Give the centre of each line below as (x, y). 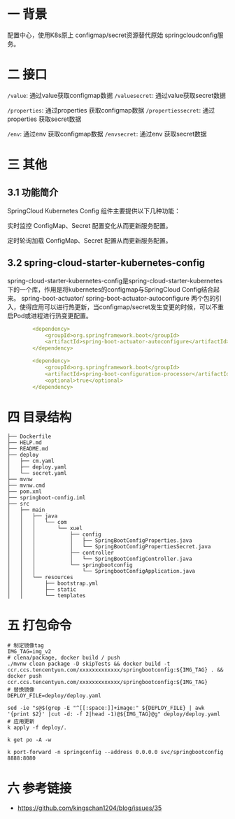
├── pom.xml (24, 491)
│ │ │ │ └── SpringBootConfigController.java (100, 559)
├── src (19, 504)
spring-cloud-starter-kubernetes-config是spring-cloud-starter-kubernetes (115, 280)
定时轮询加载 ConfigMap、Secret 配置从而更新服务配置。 (90, 240)
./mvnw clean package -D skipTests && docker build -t (89, 664)
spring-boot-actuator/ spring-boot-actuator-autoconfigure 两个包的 (118, 298)
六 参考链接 (40, 788)
